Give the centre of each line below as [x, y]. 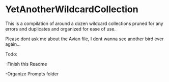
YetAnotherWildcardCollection [72, 9]
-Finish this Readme [26, 64]
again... [13, 44]
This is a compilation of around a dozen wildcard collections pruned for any [84, 23]
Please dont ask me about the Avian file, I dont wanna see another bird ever [84, 39]
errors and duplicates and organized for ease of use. [61, 29]
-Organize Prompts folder [32, 74]
